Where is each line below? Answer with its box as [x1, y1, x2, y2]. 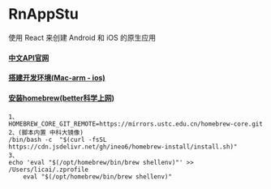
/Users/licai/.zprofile [8, 165, 89, 174]
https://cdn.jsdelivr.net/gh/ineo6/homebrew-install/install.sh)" [8, 143, 238, 151]
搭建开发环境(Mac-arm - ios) [8, 73, 105, 83]
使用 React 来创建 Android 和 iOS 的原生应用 [8, 32, 157, 42]
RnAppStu [8, 5, 80, 24]
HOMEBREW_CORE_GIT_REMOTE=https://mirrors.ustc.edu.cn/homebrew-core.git [8, 120, 264, 128]
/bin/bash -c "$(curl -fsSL [8, 135, 107, 144]
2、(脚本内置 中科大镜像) [8, 129, 84, 137]
